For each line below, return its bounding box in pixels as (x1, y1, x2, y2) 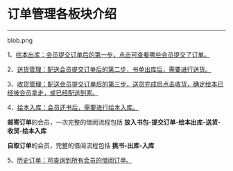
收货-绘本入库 (7, 126, 47, 135)
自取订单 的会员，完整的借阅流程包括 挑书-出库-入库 (7, 141, 155, 150)
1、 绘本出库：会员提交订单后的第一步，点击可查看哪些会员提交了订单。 (7, 50, 210, 59)
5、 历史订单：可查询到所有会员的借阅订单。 (7, 156, 133, 164)
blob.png (7, 36, 33, 44)
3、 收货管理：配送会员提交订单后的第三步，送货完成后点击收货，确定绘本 (7, 80, 218, 88)
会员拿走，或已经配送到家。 (19, 88, 98, 97)
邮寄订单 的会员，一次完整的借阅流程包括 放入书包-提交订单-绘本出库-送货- (7, 118, 221, 126)
